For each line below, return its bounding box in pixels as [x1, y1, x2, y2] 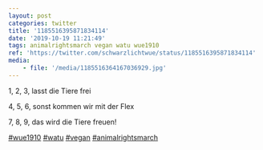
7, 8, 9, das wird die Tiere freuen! [8, 117, 117, 127]
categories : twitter [8, 19, 78, 27]
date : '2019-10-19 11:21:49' [8, 34, 106, 43]
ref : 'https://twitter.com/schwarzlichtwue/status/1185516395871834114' [8, 49, 257, 57]
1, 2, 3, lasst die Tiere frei [8, 86, 91, 95]
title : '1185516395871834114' [8, 26, 110, 34]
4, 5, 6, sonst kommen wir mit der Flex [8, 101, 135, 111]
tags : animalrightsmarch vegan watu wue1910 [8, 42, 160, 50]
